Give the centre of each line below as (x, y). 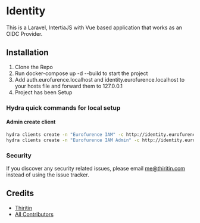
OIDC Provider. (24, 33)
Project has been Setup (43, 92)
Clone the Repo (34, 67)
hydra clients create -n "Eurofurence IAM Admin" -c (73, 140)
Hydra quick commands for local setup (63, 107)
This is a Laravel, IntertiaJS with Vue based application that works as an (94, 27)
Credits (20, 193)
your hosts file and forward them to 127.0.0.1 (69, 86)
